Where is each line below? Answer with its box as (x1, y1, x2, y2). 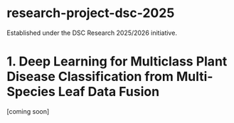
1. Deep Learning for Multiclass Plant (6, 53, 228, 70)
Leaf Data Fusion (58, 84, 160, 100)
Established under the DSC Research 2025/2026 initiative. (6, 28, 177, 37)
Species (6, 84, 56, 100)
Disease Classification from (6, 69, 174, 85)
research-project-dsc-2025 (6, 5, 175, 21)
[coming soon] (6, 107, 50, 115)
